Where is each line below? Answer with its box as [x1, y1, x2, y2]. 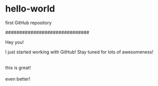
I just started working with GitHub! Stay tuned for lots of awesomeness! [5, 49, 154, 55]
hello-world [5, 3, 56, 15]
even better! [5, 76, 31, 82]
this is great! [5, 64, 31, 70]
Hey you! [5, 39, 24, 45]
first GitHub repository [5, 20, 52, 26]
